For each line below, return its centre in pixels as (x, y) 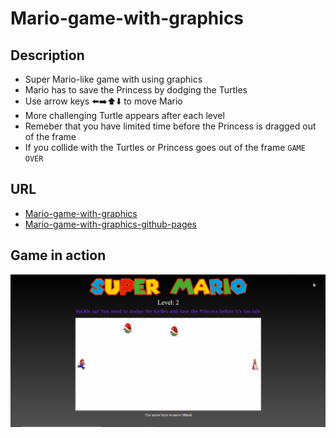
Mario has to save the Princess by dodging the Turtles (136, 90)
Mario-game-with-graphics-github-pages (111, 224)
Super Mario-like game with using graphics (113, 79)
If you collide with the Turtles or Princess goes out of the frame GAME (165, 147)
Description (47, 55)
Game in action (58, 255)
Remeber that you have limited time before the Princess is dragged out (170, 126)
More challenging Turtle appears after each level (124, 115)
